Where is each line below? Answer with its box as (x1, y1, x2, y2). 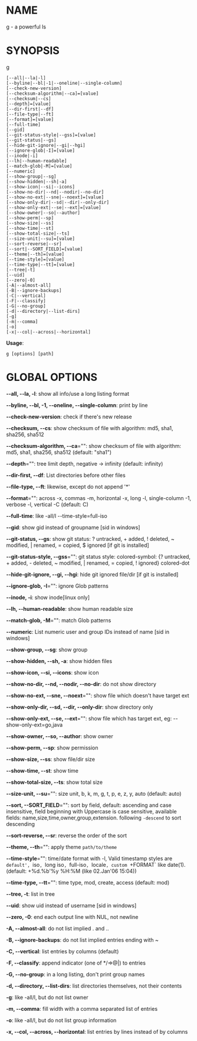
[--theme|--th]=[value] (6, 251, 65, 257)
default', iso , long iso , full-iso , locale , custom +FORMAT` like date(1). (6, 861, 186, 868)
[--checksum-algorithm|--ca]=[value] (6, 90, 99, 97)
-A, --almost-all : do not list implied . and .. (6, 925, 109, 932)
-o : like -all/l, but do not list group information (6, 1017, 117, 1024)
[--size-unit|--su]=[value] (6, 235, 75, 242)
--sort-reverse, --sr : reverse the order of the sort (6, 832, 127, 839)
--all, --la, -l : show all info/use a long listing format (6, 390, 130, 397)
